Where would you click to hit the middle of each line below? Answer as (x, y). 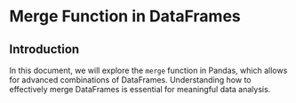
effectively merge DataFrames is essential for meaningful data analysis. (140, 89)
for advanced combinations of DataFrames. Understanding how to (130, 80)
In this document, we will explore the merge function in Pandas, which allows (148, 70)
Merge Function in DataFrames (125, 16)
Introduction (44, 49)
